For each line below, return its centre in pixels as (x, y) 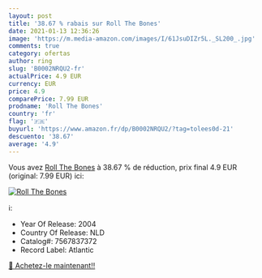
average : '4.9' (34, 144)
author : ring (30, 62)
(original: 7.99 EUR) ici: (46, 176)
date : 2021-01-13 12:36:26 (54, 31)
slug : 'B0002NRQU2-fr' (47, 69)
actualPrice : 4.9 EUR (45, 76)
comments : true (34, 46)
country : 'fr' (32, 114)
